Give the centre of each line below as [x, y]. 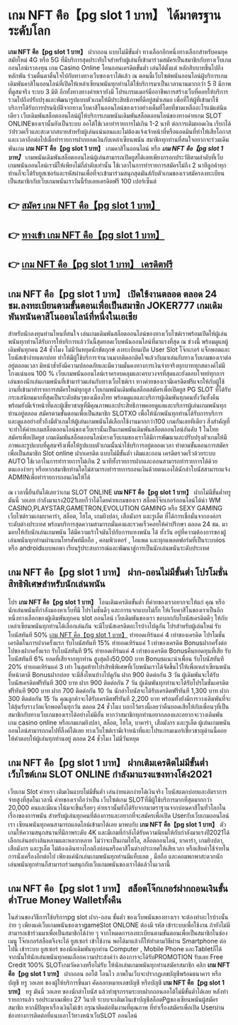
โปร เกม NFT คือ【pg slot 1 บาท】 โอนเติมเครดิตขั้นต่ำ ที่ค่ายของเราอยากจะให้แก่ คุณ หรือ [117, 602]
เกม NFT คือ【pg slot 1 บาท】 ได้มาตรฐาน [115, 15]
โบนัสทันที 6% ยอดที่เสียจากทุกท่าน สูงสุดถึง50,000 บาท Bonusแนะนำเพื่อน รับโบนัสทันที [116, 659]
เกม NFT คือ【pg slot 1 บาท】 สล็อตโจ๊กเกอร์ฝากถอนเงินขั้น [118, 889]
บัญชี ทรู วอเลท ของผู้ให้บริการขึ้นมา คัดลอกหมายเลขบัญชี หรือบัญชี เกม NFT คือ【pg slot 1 [117, 982]
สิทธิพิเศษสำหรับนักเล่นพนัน [57, 584]
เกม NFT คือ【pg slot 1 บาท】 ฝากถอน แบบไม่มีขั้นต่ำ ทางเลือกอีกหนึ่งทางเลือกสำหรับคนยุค [118, 52]
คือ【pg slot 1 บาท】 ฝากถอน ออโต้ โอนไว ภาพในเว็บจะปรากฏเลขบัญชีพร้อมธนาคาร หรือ [115, 974]
